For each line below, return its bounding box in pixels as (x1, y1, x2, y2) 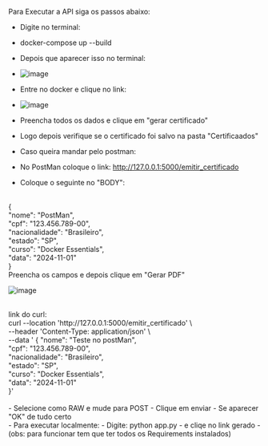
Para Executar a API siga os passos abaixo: (8, 7, 150, 16)
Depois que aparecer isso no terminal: (19, 54, 146, 63)
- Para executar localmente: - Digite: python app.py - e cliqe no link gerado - (8, 420, 261, 430)
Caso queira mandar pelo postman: (19, 147, 136, 156)
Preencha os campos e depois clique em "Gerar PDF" (8, 270, 186, 279)
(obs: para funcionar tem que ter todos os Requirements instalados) (8, 429, 232, 438)
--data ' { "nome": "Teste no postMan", (8, 335, 137, 344)
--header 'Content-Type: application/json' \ (8, 326, 150, 336)
